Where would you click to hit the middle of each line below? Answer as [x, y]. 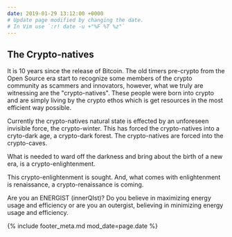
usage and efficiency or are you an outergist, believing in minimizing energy [115, 205]
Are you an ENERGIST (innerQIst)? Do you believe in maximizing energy [109, 198]
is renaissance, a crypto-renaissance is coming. [75, 184]
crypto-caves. [27, 143]
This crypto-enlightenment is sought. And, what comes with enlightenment [114, 178]
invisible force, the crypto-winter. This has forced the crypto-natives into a [114, 129]
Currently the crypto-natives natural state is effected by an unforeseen [108, 121]
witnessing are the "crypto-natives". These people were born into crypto [111, 93]
